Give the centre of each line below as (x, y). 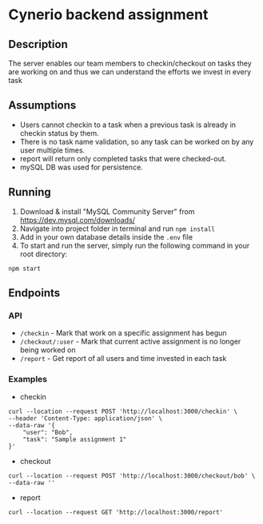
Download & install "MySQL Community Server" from (107, 211)
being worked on (48, 350)
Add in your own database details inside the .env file (106, 236)
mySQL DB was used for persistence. (82, 167)
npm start (25, 268)
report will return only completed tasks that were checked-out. (123, 158)
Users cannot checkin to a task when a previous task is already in (128, 125)
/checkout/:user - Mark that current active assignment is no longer (130, 342)
